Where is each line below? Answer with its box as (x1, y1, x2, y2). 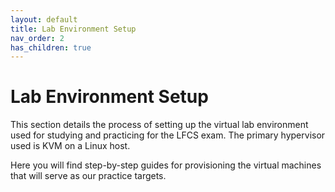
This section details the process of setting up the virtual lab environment (10, 119, 309, 131)
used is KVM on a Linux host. (10, 140, 131, 152)
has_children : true (10, 42, 92, 53)
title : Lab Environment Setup (10, 24, 137, 34)
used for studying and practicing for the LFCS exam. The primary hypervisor (10, 129, 326, 141)
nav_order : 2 (10, 33, 65, 43)
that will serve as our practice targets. (10, 170, 167, 182)
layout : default (10, 14, 78, 25)
